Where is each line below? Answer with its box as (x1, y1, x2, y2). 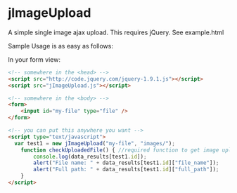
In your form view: (8, 55, 60, 64)
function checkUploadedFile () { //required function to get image (20, 146, 219, 154)
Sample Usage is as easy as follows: (8, 41, 113, 50)
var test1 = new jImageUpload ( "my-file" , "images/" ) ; (14, 140, 175, 147)
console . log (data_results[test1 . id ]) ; (33, 153, 147, 160)
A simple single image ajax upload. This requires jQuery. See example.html (8, 28, 224, 36)
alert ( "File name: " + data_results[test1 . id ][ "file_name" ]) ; (33, 159, 219, 166)
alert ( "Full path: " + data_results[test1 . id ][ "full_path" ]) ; (33, 166, 219, 173)
